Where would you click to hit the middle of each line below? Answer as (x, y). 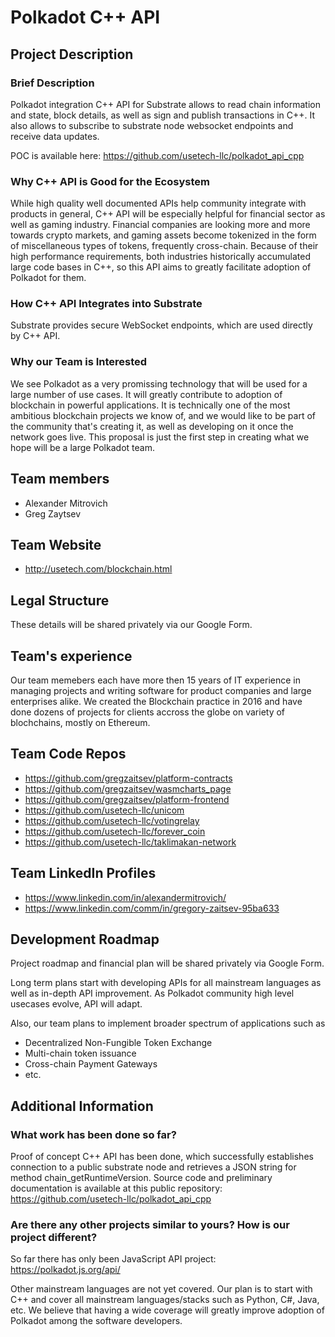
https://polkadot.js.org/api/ (65, 1270)
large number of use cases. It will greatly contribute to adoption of (146, 394)
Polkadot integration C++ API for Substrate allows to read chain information (165, 104)
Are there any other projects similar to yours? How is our (150, 1225)
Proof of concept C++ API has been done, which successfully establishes (162, 1157)
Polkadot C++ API (85, 17)
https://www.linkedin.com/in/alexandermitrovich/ (125, 897)
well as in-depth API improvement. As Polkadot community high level (152, 993)
